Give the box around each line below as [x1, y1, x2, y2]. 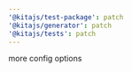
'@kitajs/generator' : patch [8, 21, 113, 30]
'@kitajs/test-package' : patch [8, 12, 124, 22]
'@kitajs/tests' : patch [8, 29, 97, 38]
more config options [8, 54, 82, 64]
